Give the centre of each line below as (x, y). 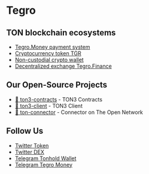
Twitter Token (32, 145)
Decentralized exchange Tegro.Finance (63, 66)
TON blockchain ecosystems (61, 33)
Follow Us (25, 131)
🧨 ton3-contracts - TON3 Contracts (59, 99)
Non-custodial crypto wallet (49, 60)
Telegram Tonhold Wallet (45, 158)
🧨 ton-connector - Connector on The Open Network (79, 112)
